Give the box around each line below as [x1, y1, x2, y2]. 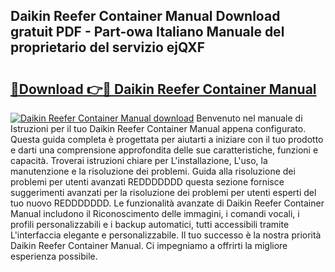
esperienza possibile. [10, 250, 98, 262]
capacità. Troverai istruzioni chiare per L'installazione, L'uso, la [10, 155, 268, 166]
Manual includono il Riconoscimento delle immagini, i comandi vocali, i [10, 208, 300, 219]
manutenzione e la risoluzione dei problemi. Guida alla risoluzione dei [10, 165, 296, 177]
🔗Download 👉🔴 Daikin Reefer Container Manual [10, 80, 317, 98]
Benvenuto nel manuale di [196, 112, 303, 124]
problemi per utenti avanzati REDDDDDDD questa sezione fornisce [10, 176, 285, 188]
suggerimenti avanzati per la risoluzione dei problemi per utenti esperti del [10, 187, 317, 198]
